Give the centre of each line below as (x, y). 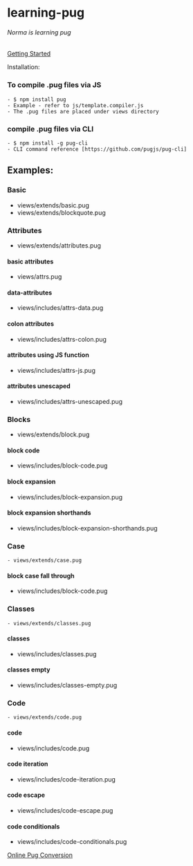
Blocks (19, 419)
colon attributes (30, 324)
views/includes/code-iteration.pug (66, 779)
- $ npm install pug (37, 99)
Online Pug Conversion (40, 855)
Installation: (24, 67)
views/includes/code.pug (53, 748)
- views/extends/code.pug (44, 717)
